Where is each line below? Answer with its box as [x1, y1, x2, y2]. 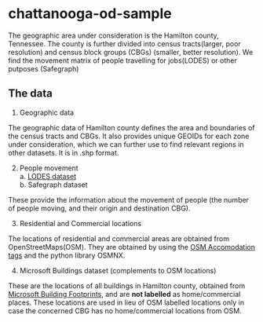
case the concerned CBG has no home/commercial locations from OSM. [8, 306, 242, 315]
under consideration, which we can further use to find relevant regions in [8, 139, 245, 149]
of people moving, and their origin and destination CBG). [8, 203, 191, 213]
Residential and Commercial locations [19, 218, 142, 228]
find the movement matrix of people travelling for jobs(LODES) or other [8, 56, 237, 65]
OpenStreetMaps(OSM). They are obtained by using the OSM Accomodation [8, 242, 256, 251]
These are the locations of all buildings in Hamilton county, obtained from [8, 280, 246, 291]
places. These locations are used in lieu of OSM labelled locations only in [8, 298, 245, 307]
